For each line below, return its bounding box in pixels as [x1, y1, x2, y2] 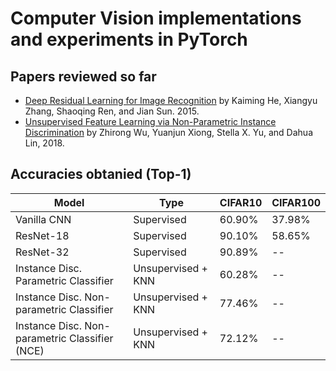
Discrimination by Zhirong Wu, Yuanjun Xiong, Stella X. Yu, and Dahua [24, 127, 314, 138]
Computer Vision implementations [10, 7, 302, 30]
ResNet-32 [15, 245, 70, 259]
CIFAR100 [271, 195, 321, 209]
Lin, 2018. [24, 137, 65, 149]
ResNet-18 [15, 228, 70, 242]
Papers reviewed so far [10, 68, 157, 85]
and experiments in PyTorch [10, 28, 248, 51]
